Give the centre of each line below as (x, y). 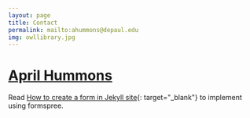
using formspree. (36, 105)
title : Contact (33, 23)
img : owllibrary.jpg (42, 37)
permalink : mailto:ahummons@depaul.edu (74, 30)
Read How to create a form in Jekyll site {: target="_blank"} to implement (125, 98)
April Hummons (60, 76)
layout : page (29, 15)
